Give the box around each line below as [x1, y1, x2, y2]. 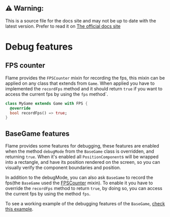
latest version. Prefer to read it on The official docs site [5, 23, 121, 29]
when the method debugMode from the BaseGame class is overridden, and [5, 148, 154, 155]
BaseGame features [5, 129, 70, 138]
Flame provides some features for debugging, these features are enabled [5, 143, 159, 149]
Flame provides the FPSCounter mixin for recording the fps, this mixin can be [5, 75, 165, 81]
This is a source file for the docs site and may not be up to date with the [5, 17, 157, 23]
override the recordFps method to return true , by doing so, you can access [5, 185, 162, 191]
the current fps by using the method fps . [5, 191, 91, 197]
